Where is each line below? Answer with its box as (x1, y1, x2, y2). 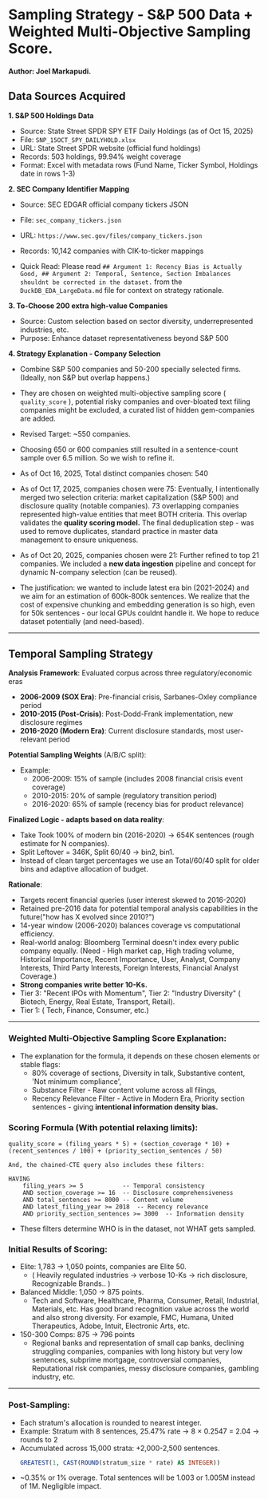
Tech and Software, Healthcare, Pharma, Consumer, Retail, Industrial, (31, 1295, 260, 1306)
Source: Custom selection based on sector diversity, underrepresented (19, 316, 254, 326)
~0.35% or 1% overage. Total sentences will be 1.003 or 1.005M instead (19, 1473, 255, 1482)
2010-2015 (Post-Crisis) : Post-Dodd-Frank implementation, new (19, 709, 234, 719)
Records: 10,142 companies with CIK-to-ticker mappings (19, 246, 204, 255)
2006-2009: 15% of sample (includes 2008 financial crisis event (31, 774, 243, 784)
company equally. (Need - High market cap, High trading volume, (19, 946, 235, 955)
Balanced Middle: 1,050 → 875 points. (19, 1287, 144, 1297)
